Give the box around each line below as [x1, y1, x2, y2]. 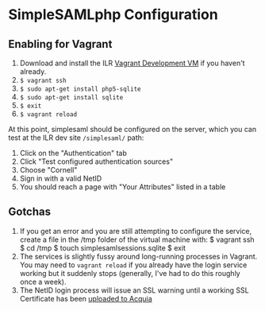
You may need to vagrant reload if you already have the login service [19, 260, 248, 270]
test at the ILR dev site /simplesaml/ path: [8, 133, 144, 142]
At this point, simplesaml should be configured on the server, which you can [8, 125, 256, 134]
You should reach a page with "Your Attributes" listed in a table [19, 182, 226, 192]
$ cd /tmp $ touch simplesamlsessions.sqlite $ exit [19, 243, 186, 252]
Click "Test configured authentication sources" [19, 157, 173, 166]
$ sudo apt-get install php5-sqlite [19, 85, 141, 93]
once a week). [19, 277, 67, 286]
